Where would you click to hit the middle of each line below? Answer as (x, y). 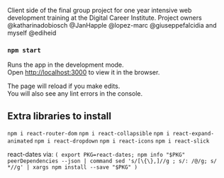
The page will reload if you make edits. (64, 86)
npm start (24, 50)
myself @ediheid (32, 33)
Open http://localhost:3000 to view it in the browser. (84, 72)
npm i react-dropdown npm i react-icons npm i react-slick (122, 141)
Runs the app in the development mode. (66, 65)
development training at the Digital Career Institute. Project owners (105, 18)
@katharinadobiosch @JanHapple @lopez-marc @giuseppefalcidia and (112, 25)
